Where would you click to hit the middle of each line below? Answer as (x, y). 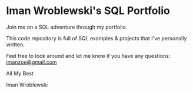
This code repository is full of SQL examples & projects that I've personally (96, 38)
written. (15, 44)
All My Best (20, 73)
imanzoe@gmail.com (31, 62)
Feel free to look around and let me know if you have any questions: (88, 56)
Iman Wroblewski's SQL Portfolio (88, 11)
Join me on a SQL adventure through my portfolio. (67, 27)
